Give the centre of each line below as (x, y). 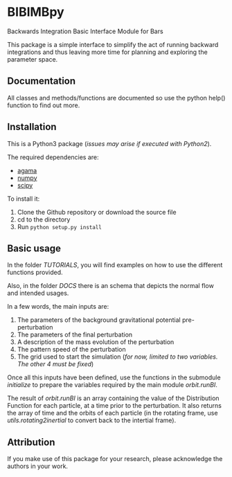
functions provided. (35, 272)
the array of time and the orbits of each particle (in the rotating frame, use (113, 413)
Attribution (31, 442)
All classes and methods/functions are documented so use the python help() (116, 98)
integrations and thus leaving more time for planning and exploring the (107, 52)
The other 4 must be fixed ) (55, 364)
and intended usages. (38, 293)
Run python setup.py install (59, 226)
